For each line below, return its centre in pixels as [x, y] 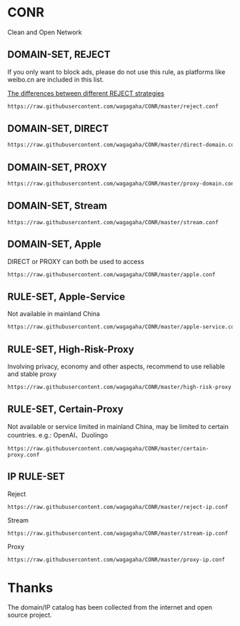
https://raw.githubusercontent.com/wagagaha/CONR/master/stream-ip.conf [118, 533]
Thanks [30, 588]
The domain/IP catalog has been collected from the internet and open [110, 607]
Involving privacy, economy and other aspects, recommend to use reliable [116, 366]
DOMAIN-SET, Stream [57, 206]
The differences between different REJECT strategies [86, 93]
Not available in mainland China [54, 314]
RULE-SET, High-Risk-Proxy [71, 349]
